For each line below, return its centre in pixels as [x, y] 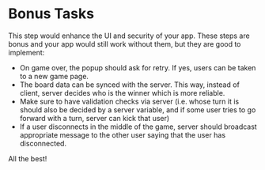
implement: [26, 52]
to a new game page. [54, 76]
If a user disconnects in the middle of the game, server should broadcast [138, 127]
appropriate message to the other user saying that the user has [123, 134]
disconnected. [43, 143]
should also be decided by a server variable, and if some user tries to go [138, 110]
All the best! [28, 158]
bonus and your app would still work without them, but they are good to [125, 43]
